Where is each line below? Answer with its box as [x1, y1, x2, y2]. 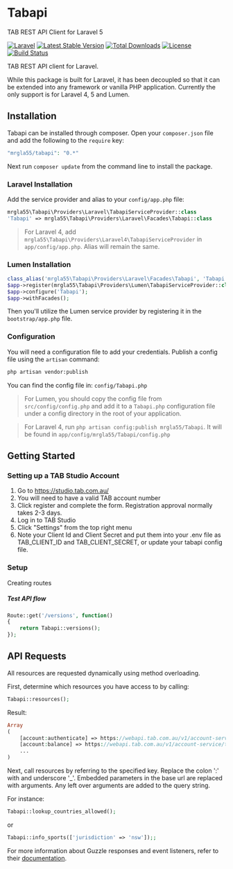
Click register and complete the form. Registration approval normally [17, 501, 213, 510]
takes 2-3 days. [17, 508, 62, 517]
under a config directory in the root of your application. [24, 409, 182, 418]
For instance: [7, 795, 45, 803]
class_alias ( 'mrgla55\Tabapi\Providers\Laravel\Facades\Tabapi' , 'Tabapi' [7, 275, 228, 282]
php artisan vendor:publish [7, 368, 89, 375]
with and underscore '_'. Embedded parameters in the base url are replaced [7, 774, 223, 782]
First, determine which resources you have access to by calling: [7, 682, 189, 691]
